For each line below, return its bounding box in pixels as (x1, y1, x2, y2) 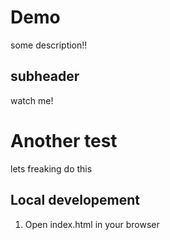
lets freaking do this (10, 162, 93, 175)
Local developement (10, 192, 141, 209)
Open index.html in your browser (24, 218, 160, 230)
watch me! (10, 94, 54, 106)
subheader (10, 68, 80, 85)
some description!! (10, 39, 88, 51)
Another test (10, 129, 118, 152)
